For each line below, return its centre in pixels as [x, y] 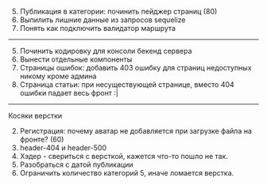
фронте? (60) [42, 139]
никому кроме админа [58, 76]
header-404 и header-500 [63, 148]
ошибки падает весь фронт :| [69, 93]
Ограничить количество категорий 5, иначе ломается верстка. [127, 173]
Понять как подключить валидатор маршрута [98, 28]
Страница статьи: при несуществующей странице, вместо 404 [127, 85]
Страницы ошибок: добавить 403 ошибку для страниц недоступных [135, 68]
